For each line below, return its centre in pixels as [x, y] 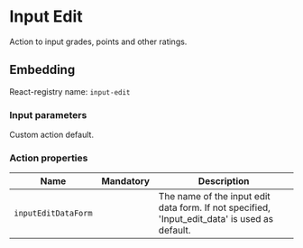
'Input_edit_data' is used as [216, 219]
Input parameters [48, 115]
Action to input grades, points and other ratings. [98, 41]
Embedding [42, 70]
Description [224, 181]
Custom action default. [52, 135]
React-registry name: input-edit [70, 91]
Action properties [49, 158]
